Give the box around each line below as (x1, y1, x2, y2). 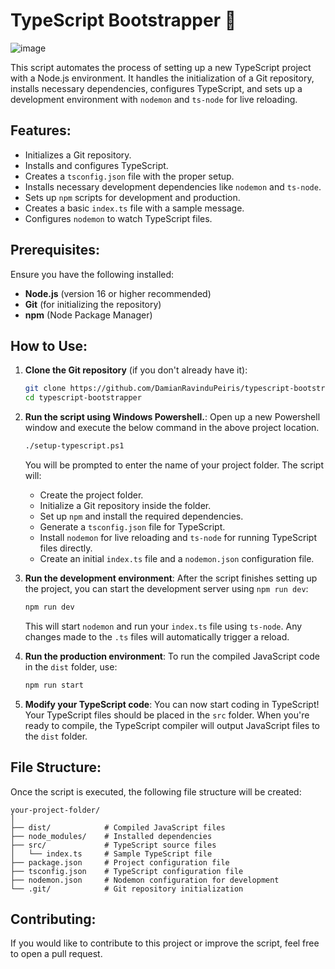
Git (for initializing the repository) (24, 298, 162, 310)
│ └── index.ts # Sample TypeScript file (10, 849, 213, 859)
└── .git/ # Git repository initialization (10, 884, 244, 894)
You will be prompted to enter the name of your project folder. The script (24, 459, 324, 471)
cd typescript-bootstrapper (24, 393, 142, 403)
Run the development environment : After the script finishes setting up (24, 572, 318, 584)
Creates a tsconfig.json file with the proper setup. (24, 170, 235, 182)
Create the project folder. (39, 489, 144, 501)
